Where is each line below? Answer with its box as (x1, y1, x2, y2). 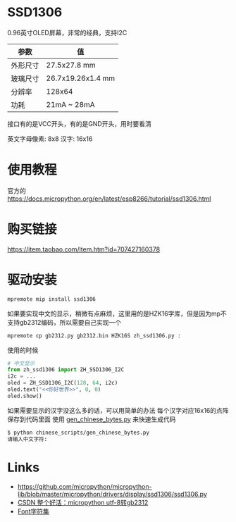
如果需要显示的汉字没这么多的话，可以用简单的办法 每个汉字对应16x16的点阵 (7, 406, 229, 414)
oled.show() (7, 392, 42, 399)
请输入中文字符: (7, 435, 48, 442)
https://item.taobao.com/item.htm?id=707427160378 (7, 244, 161, 254)
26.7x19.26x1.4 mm (46, 73, 116, 83)
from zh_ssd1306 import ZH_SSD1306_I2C (7, 366, 125, 373)
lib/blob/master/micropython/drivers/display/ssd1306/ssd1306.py (17, 490, 208, 499)
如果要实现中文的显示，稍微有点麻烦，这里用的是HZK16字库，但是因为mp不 (7, 309, 227, 318)
